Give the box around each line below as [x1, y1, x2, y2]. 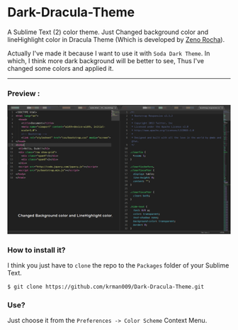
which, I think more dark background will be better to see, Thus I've [7, 56, 205, 65]
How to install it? [7, 245, 66, 255]
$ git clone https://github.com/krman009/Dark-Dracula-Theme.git [7, 283, 204, 290]
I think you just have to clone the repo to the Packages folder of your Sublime [7, 260, 229, 270]
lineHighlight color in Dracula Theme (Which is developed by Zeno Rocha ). [7, 35, 225, 43]
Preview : [7, 88, 40, 98]
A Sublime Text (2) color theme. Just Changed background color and [7, 28, 209, 36]
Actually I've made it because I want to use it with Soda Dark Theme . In [7, 49, 210, 57]
